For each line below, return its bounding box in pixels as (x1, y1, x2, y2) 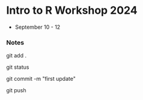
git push (6, 87, 27, 94)
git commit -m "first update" (6, 75, 76, 83)
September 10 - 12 (14, 23, 61, 31)
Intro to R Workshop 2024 (6, 4, 138, 17)
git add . (6, 52, 27, 59)
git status (6, 63, 29, 71)
